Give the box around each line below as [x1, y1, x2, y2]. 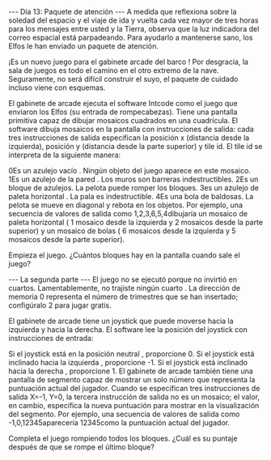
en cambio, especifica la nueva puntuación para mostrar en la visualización [8, 401, 260, 410]
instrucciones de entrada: [8, 334, 95, 343]
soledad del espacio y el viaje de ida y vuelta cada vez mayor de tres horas [8, 15, 259, 25]
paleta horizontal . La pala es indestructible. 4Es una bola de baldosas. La [8, 192, 254, 201]
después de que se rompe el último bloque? [8, 442, 155, 452]
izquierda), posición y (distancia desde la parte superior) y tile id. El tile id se [8, 142, 263, 151]
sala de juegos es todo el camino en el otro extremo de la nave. [8, 66, 220, 75]
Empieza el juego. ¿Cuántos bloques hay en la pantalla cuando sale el [8, 250, 240, 260]
